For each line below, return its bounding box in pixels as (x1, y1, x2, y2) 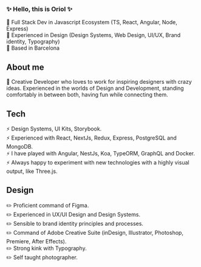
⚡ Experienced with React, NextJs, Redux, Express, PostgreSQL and (6, 134, 177, 141)
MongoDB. (6, 143, 33, 150)
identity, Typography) (6, 38, 60, 46)
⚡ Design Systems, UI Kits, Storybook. (6, 125, 102, 132)
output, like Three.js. (6, 167, 58, 175)
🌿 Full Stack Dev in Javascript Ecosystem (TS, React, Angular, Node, (6, 19, 178, 26)
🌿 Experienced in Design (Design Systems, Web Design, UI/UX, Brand (6, 32, 181, 39)
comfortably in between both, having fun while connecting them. (6, 91, 168, 98)
